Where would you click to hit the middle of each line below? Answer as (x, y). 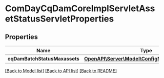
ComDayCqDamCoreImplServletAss (80, 9)
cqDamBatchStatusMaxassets (43, 59)
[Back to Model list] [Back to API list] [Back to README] (61, 71)
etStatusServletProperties (60, 19)
